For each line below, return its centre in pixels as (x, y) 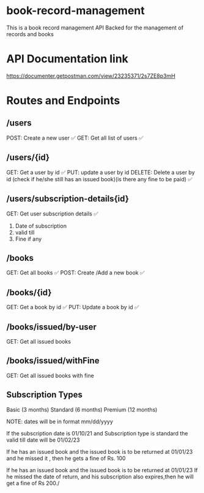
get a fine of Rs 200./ (33, 483)
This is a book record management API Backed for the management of (95, 28)
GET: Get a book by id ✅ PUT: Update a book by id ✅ (73, 307)
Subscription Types (44, 395)
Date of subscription (41, 226)
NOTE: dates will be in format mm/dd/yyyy (60, 421)
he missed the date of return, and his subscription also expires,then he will (100, 476)
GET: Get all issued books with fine (50, 375)
